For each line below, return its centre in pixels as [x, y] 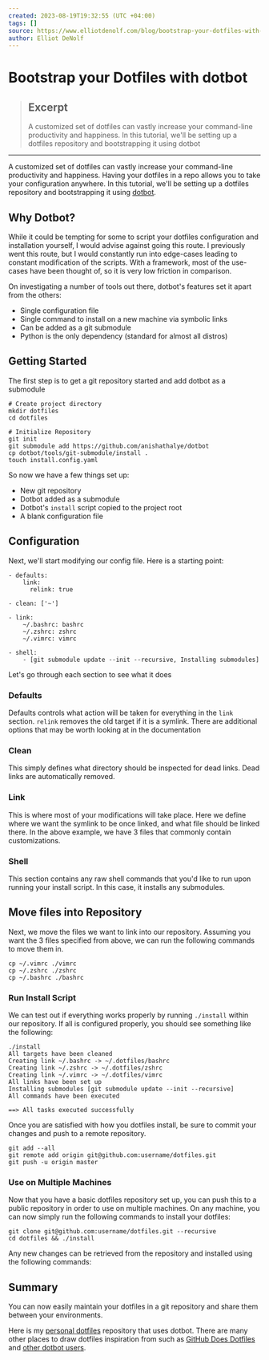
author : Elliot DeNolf [46, 38]
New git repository [50, 490]
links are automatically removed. [62, 777]
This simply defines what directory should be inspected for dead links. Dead [134, 768]
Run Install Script [42, 997]
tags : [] [23, 23]
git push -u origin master [53, 1162]
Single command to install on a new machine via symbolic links [124, 319]
